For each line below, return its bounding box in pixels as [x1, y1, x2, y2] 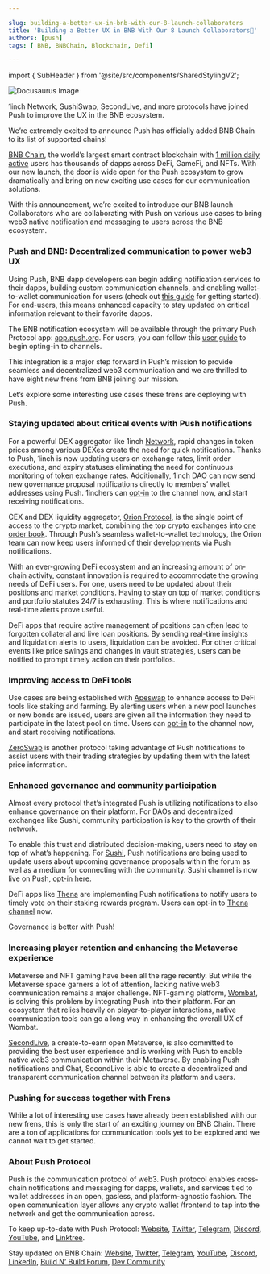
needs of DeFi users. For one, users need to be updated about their [8, 579, 232, 588]
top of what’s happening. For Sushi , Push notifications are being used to [8, 848, 247, 858]
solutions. [8, 185, 41, 194]
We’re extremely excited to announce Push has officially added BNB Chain [8, 126, 255, 135]
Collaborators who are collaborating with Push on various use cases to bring [8, 209, 262, 218]
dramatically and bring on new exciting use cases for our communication [8, 176, 251, 185]
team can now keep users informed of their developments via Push [8, 537, 231, 547]
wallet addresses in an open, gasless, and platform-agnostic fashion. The [8, 1192, 252, 1201]
